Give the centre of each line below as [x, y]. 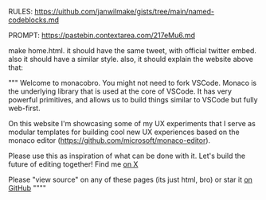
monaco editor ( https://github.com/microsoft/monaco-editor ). [110, 140]
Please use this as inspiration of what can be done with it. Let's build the [127, 156]
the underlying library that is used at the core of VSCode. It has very [120, 91]
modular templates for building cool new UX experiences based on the [124, 132]
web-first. [25, 108]
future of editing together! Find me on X [73, 164]
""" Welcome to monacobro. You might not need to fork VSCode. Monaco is [133, 83]
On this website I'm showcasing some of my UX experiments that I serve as [132, 123]
